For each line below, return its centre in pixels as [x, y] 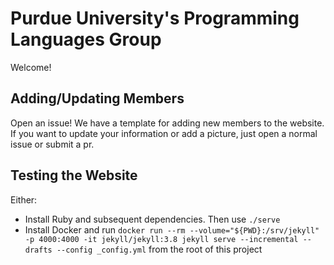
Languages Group [86, 39]
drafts [38, 250]
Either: [24, 199]
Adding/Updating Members [97, 98]
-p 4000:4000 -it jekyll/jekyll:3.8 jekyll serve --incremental [161, 239]
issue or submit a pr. [52, 144]
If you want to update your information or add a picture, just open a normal [164, 133]
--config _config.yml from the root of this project [159, 249]
